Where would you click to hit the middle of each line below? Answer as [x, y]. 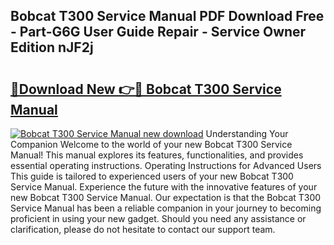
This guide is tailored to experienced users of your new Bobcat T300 [152, 176]
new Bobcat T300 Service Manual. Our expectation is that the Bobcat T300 [166, 197]
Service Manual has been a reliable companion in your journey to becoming [166, 208]
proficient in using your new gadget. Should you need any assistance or [158, 218]
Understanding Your [247, 133]
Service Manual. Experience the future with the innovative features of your [164, 187]
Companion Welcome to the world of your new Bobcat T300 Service [151, 144]
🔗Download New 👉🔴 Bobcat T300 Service [146, 89]
